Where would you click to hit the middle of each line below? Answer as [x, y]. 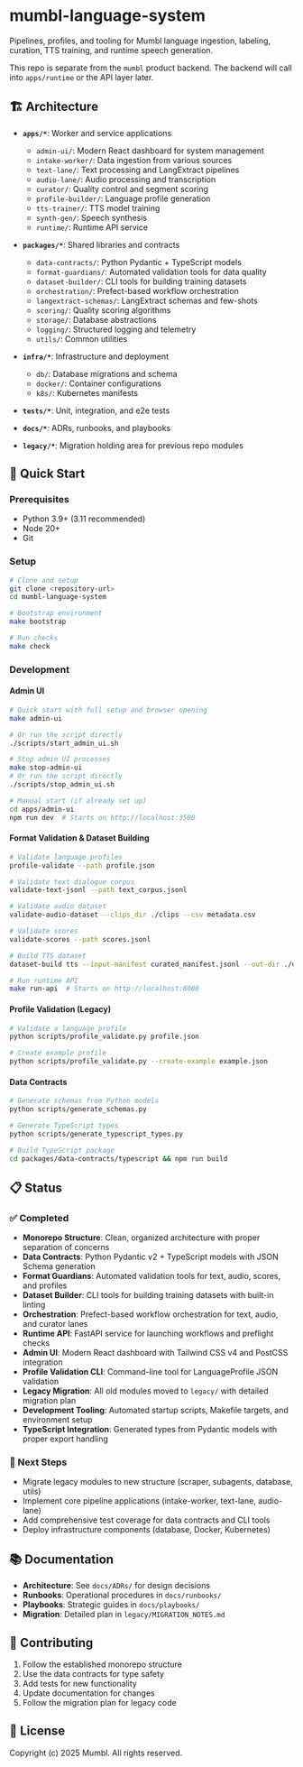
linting [34, 1305]
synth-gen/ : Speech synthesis [91, 217]
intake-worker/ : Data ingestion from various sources [134, 160]
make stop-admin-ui [46, 768]
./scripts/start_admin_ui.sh [64, 743]
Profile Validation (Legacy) [60, 1009]
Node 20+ [41, 529]
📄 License [37, 1731]
